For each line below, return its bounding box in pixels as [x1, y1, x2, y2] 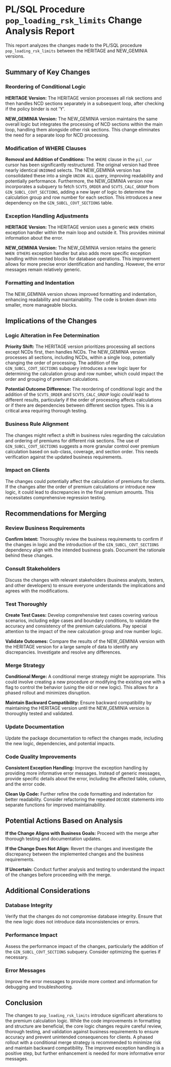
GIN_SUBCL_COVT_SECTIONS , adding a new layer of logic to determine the [5, 189, 154, 195]
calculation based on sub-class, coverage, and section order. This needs [5, 448, 159, 454]
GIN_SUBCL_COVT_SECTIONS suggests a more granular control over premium [5, 443, 160, 449]
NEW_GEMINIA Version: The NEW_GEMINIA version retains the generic [5, 245, 157, 251]
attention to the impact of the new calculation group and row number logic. [5, 629, 163, 635]
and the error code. [5, 781, 46, 787]
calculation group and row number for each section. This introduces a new [5, 194, 162, 200]
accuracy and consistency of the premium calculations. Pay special [5, 623, 147, 629]
